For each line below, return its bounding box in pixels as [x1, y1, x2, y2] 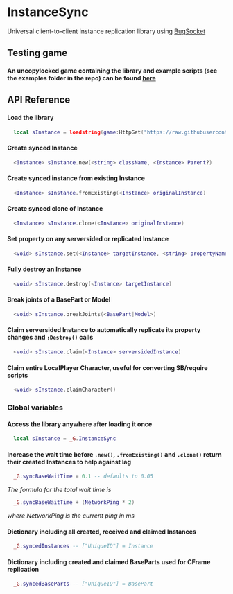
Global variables [7, 403, 64, 412]
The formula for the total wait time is [7, 486, 112, 494]
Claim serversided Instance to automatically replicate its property [7, 326, 201, 334]
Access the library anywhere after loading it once [7, 420, 153, 428]
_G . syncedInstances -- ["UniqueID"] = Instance [13, 543, 154, 550]
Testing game [7, 47, 68, 59]
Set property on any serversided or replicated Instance [7, 235, 169, 243]
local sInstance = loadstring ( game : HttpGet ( [13, 129, 144, 136]
